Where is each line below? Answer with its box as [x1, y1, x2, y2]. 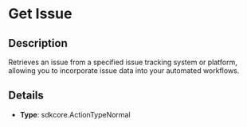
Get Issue [8, 5, 73, 23]
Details [8, 89, 44, 102]
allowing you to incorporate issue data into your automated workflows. [8, 66, 240, 75]
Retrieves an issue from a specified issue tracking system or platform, [8, 57, 237, 67]
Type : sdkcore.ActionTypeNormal [19, 110, 131, 119]
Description [8, 37, 68, 50]
